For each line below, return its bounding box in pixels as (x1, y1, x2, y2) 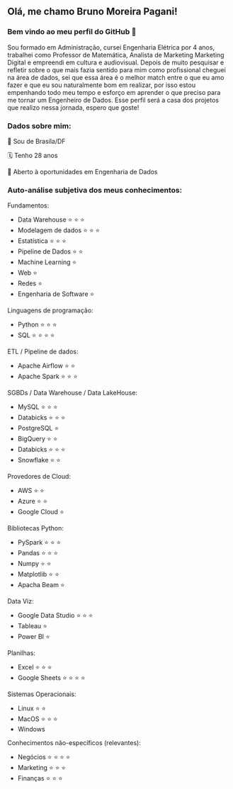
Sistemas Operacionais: (7, 690, 76, 698)
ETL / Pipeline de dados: (7, 347, 79, 356)
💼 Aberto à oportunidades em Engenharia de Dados (7, 167, 158, 176)
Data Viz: (7, 597, 34, 606)
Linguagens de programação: (7, 306, 93, 314)
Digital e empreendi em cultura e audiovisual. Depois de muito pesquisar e (7, 58, 225, 67)
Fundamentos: (7, 201, 50, 210)
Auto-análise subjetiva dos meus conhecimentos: (7, 185, 183, 195)
